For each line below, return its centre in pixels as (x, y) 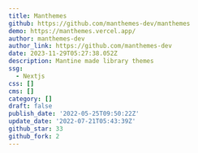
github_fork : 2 (34, 136)
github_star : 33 (36, 129)
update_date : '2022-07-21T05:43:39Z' (72, 121)
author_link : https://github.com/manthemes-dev (90, 46)
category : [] (30, 99)
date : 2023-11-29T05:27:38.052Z (63, 53)
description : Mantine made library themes (81, 62)
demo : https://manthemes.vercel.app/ (72, 31)
